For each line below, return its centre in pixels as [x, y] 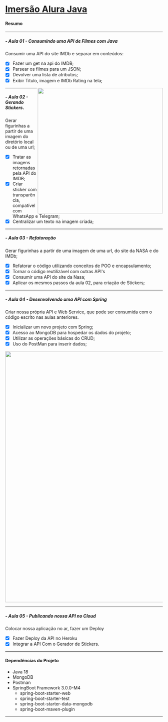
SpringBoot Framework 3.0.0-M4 [46, 688]
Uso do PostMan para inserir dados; [49, 344]
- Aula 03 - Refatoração [30, 238]
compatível [24, 205]
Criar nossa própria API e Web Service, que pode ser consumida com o [79, 312]
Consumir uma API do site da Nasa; [49, 277]
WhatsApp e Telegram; [36, 216]
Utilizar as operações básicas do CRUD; [53, 338]
